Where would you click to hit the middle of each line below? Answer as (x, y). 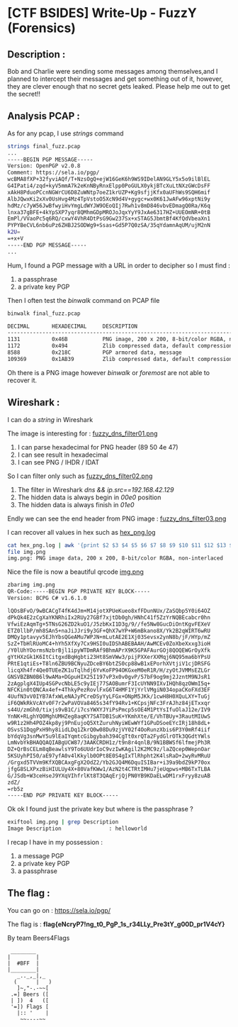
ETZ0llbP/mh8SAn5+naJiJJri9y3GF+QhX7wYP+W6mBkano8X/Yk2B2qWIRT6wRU (109, 631)
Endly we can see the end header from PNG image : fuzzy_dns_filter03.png (117, 518)
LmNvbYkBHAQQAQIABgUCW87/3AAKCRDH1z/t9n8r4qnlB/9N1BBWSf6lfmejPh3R (109, 743)
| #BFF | (23, 963)
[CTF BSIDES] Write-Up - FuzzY (102, 13)
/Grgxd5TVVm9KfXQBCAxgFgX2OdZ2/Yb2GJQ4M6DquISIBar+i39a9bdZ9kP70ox (109, 762)
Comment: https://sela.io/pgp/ (53, 173)
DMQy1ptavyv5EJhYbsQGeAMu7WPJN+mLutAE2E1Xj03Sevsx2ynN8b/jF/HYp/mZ (109, 637)
